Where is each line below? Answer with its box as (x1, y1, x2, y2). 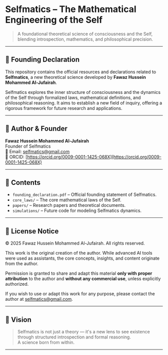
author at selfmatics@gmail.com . (5, 296, 73, 302)
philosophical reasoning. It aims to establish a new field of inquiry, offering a (5, 99, 162, 106)
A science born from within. (17, 339, 75, 345)
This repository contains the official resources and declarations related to (5, 69, 156, 75)
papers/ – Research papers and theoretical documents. (12, 202, 126, 208)
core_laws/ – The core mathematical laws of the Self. (12, 197, 121, 203)
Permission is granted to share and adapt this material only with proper (5, 270, 152, 277)
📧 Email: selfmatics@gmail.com (5, 148, 70, 154)
